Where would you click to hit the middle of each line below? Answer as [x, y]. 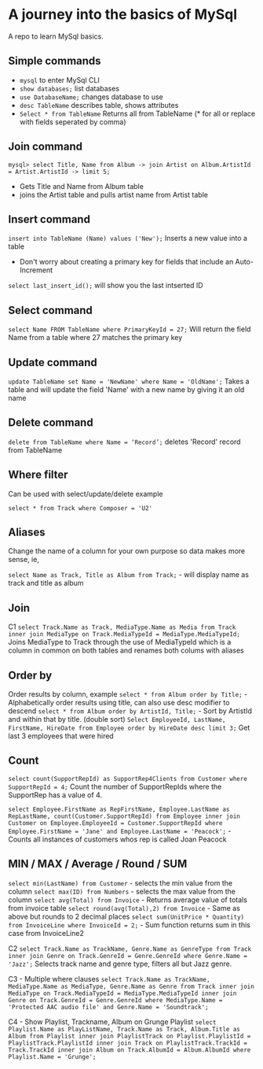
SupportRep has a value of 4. [55, 795]
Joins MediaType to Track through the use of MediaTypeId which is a [120, 642]
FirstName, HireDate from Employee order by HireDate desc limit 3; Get [129, 728]
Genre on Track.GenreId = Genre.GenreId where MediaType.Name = [115, 1000]
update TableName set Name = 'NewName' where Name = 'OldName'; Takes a [129, 381]
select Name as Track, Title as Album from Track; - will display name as [129, 575]
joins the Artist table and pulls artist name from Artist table [113, 194]
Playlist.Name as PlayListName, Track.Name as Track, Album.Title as [124, 1029]
